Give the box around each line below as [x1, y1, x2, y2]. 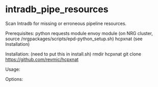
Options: [5, 76, 23, 82]
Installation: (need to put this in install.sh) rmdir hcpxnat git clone [5, 51, 142, 57]
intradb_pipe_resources [5, 4, 109, 15]
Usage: [5, 66, 20, 72]
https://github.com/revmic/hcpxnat [5, 56, 79, 62]
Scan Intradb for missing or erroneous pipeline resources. [5, 20, 126, 26]
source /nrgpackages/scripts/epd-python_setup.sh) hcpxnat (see [5, 36, 143, 42]
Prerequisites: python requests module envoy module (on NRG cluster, [5, 30, 153, 36]
